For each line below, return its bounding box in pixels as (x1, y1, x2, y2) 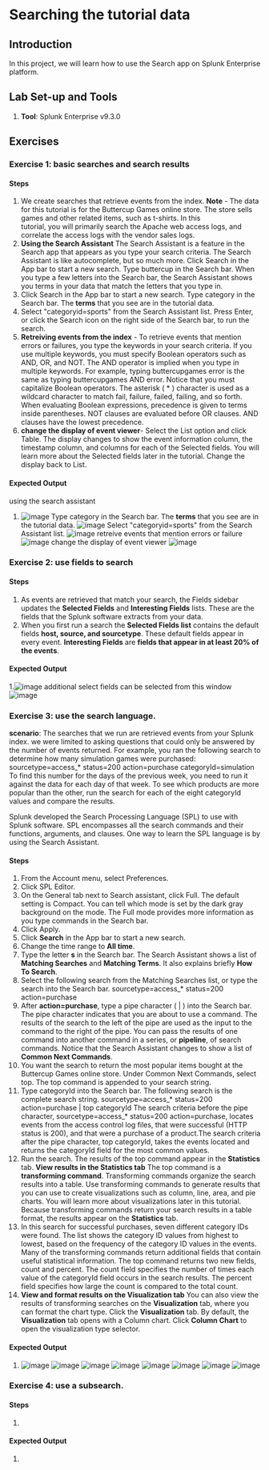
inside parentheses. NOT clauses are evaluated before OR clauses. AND (20, 409, 259, 419)
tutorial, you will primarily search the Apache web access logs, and (20, 222, 243, 231)
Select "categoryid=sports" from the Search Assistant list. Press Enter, (20, 306, 254, 317)
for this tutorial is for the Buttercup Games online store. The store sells (20, 205, 253, 214)
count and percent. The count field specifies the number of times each (20, 1264, 255, 1274)
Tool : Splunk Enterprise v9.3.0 (20, 111, 121, 121)
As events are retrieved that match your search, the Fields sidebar (20, 595, 239, 604)
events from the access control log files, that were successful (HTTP (20, 1120, 247, 1130)
